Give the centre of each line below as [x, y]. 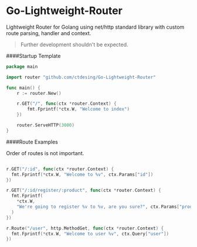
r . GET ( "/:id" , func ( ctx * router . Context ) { [60, 169]
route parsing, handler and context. [49, 33]
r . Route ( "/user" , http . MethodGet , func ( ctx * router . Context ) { [85, 228]
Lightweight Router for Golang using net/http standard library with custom [95, 27]
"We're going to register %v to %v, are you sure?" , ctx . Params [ [98, 207]
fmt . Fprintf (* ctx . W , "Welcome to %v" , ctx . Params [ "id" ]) [82, 174]
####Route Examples [32, 142]
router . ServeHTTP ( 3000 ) [46, 125]
